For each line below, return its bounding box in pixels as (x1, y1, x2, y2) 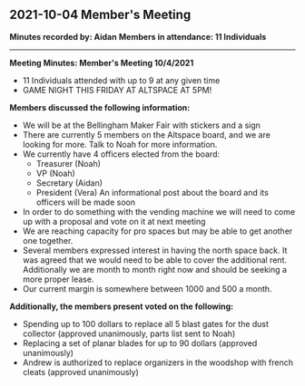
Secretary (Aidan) (35, 177, 103, 188)
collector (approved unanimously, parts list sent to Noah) (22, 328, 236, 339)
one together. (22, 235, 74, 246)
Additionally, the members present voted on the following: (9, 301, 234, 312)
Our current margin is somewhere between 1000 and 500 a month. (22, 283, 272, 294)
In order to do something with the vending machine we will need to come (22, 206, 296, 217)
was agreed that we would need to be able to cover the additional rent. (22, 254, 288, 265)
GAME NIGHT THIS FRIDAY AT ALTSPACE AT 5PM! (22, 84, 212, 95)
